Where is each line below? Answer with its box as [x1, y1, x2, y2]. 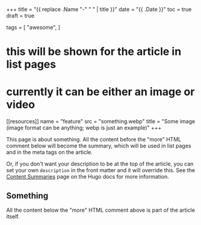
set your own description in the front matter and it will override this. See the [6, 167, 196, 174]
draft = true [6, 12, 35, 19]
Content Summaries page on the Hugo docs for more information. [6, 173, 170, 180]
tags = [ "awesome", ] [6, 24, 60, 31]
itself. [6, 212, 20, 220]
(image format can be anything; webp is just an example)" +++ [6, 124, 162, 132]
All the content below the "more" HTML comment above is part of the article [6, 206, 196, 214]
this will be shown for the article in [6, 45, 182, 58]
